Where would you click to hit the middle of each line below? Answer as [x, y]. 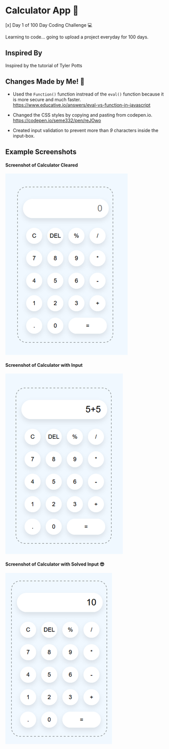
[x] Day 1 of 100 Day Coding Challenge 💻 [49, 25]
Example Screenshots [41, 152]
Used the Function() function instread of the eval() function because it [88, 94]
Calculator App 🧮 [42, 11]
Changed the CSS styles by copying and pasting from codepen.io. [82, 115]
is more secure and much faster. [47, 99]
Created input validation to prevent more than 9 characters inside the [86, 130]
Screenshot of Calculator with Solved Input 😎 [55, 564]
